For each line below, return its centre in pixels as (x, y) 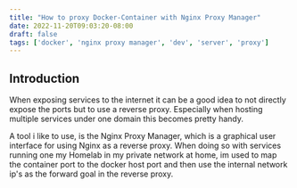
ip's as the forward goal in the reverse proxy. (91, 174)
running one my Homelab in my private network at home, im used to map (143, 155)
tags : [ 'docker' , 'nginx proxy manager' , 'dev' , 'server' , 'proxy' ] (139, 42)
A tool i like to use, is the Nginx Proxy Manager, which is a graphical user (143, 136)
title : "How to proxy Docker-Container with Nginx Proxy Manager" (135, 17)
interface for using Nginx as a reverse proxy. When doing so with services (145, 146)
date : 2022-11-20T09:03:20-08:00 (71, 26)
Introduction (45, 78)
